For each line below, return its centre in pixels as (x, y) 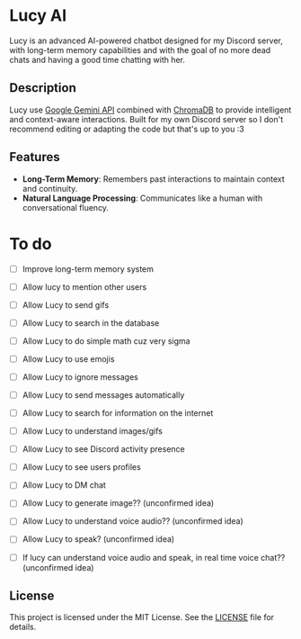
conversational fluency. (66, 207)
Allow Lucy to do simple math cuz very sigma (106, 341)
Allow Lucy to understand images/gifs (93, 431)
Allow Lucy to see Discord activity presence (104, 449)
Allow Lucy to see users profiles (81, 467)
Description (43, 88)
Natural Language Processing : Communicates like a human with (142, 198)
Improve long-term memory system (88, 269)
